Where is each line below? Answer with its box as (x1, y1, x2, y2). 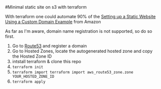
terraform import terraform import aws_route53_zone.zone (12, 70, 134, 75)
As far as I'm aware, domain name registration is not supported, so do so (5, 28, 152, 34)
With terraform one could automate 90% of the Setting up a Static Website (5, 14, 156, 19)
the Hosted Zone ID (12, 53, 52, 59)
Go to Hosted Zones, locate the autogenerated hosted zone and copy (12, 48, 153, 54)
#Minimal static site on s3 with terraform (5, 4, 87, 10)
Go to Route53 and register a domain (12, 43, 87, 48)
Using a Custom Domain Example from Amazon (5, 19, 101, 24)
